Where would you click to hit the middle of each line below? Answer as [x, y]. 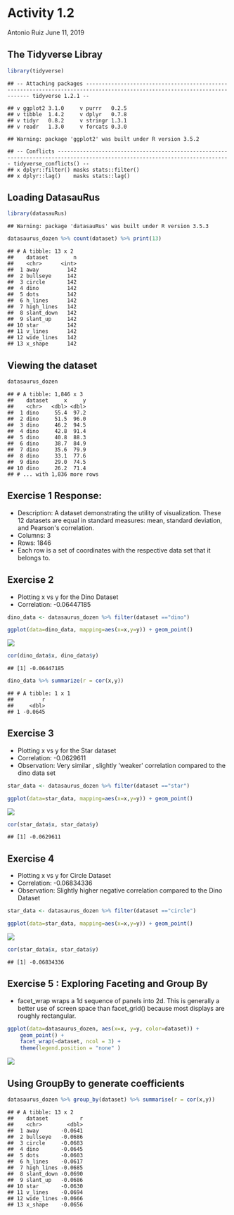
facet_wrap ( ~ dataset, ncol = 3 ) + [70, 1042]
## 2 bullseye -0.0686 [45, 1137]
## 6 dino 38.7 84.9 [47, 443]
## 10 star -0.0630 [45, 1186]
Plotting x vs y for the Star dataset [67, 750]
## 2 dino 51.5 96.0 [47, 419]
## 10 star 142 [42, 325]
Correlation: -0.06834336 [55, 883]
